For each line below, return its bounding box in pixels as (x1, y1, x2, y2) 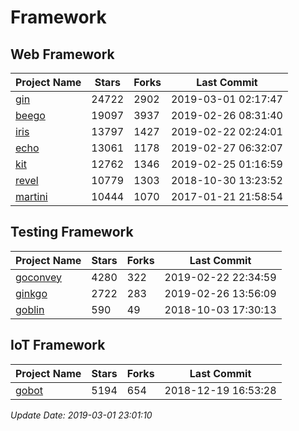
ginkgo (15, 286, 48, 300)
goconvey (15, 270, 63, 284)
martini (15, 190, 48, 203)
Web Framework (10, 46, 115, 63)
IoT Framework (10, 337, 106, 354)
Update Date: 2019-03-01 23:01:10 (10, 409, 153, 421)
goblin (15, 302, 45, 316)
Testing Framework (10, 224, 134, 241)
